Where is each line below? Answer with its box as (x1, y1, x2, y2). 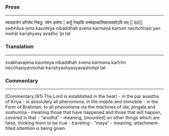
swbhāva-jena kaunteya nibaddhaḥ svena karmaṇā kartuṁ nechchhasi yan (5, 25, 161, 31)
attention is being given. (17, 125, 66, 131)
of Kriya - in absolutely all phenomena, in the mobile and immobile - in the (5, 98, 158, 104)
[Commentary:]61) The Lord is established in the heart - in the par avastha (5, 93, 159, 99)
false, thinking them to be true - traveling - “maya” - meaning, (5, 119, 133, 126)
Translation (5, 43, 34, 50)
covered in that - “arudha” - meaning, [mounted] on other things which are (5, 114, 160, 120)
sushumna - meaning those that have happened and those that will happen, (5, 109, 162, 115)
